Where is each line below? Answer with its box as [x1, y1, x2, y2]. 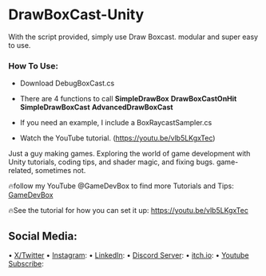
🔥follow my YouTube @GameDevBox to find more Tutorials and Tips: [8, 181, 234, 191]
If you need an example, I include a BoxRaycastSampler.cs [19, 118, 212, 128]
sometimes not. [34, 166, 86, 175]
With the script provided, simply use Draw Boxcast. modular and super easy [8, 32, 258, 41]
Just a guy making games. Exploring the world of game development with [8, 149, 251, 159]
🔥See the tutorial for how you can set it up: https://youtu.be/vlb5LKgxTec [8, 206, 249, 215]
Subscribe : [8, 259, 44, 269]
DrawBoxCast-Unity [8, 6, 145, 24]
